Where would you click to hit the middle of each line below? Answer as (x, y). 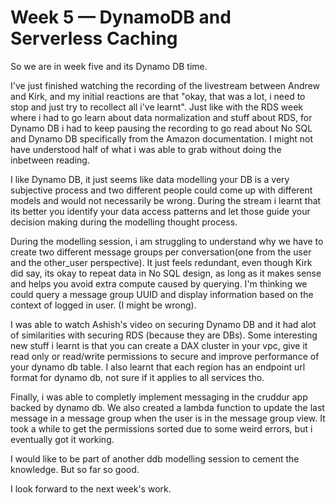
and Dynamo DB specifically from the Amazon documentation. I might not (162, 138)
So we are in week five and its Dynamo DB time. (109, 66)
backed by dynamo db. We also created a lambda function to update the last (167, 407)
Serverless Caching (94, 38)
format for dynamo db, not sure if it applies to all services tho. (137, 377)
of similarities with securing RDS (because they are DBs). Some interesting (164, 335)
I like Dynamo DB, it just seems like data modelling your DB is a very (150, 179)
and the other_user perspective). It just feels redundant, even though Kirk (161, 262)
